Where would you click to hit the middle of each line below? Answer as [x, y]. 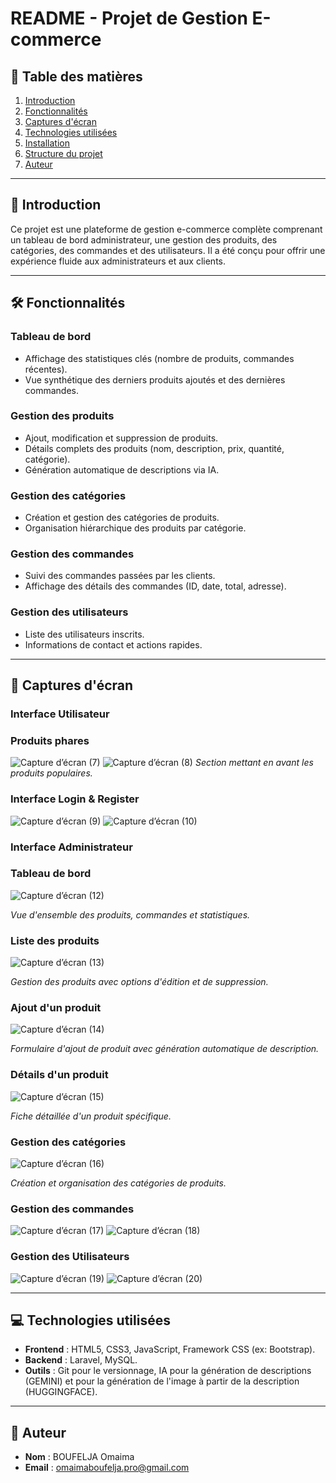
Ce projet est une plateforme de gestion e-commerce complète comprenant [166, 229]
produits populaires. [51, 773]
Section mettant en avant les [254, 763]
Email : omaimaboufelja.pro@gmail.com [107, 1468]
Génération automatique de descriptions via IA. [122, 469]
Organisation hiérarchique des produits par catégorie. [135, 528]
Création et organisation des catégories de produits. [118, 1183]
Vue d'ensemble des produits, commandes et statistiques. [130, 914]
